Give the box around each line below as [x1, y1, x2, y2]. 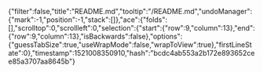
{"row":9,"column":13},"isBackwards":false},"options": [8, 31, 183, 41]
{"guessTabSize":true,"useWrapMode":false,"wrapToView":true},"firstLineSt [8, 40, 253, 49]
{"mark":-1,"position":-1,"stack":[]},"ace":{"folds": [8, 15, 168, 24]
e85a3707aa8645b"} [8, 57, 76, 66]
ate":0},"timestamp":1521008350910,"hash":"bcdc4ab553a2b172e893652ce [8, 49, 255, 57]
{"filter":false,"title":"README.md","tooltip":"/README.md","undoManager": [8, 7, 253, 16]
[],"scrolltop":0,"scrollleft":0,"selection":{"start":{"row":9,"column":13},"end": [8, 24, 255, 32]
